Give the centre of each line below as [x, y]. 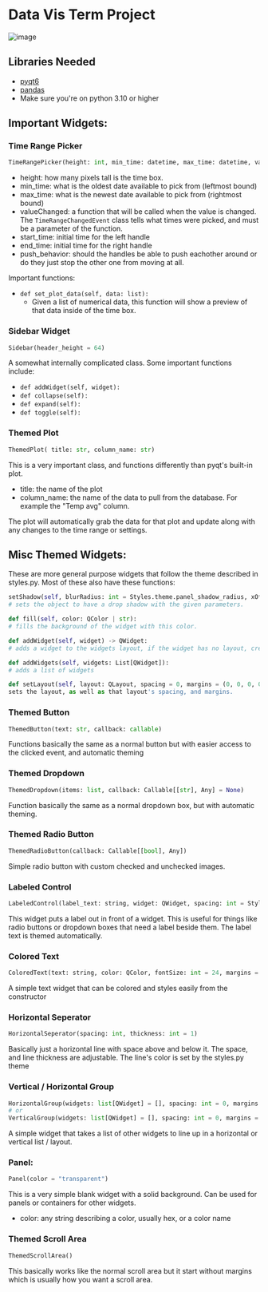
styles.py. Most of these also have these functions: [92, 583]
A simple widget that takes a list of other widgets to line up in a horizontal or [133, 1133]
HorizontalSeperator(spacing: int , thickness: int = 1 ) [103, 1034]
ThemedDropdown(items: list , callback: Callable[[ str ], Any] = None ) [126, 790]
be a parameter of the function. [71, 228]
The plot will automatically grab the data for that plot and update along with [132, 521]
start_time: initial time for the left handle [85, 237]
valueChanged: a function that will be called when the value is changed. [138, 212]
